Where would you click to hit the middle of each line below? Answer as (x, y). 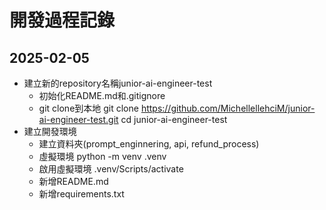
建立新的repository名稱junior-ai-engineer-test (118, 83)
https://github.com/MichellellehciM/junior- (228, 108)
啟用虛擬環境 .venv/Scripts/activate (111, 169)
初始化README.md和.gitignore (102, 95)
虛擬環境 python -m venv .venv (102, 156)
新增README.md (73, 181)
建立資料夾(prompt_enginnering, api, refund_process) (149, 144)
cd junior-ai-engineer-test (174, 119)
